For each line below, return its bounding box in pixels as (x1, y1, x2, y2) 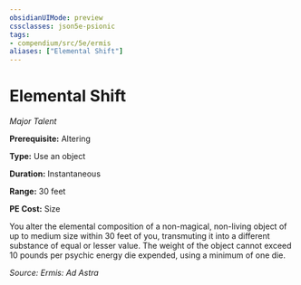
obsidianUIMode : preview (9, 13, 103, 23)
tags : (9, 30, 30, 39)
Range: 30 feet (9, 186, 66, 197)
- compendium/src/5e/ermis (9, 38, 112, 48)
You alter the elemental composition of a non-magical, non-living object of (9, 221, 287, 232)
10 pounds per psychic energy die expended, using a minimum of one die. (9, 250, 286, 261)
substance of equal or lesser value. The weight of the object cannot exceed (9, 241, 292, 252)
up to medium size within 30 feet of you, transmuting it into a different (9, 231, 270, 242)
